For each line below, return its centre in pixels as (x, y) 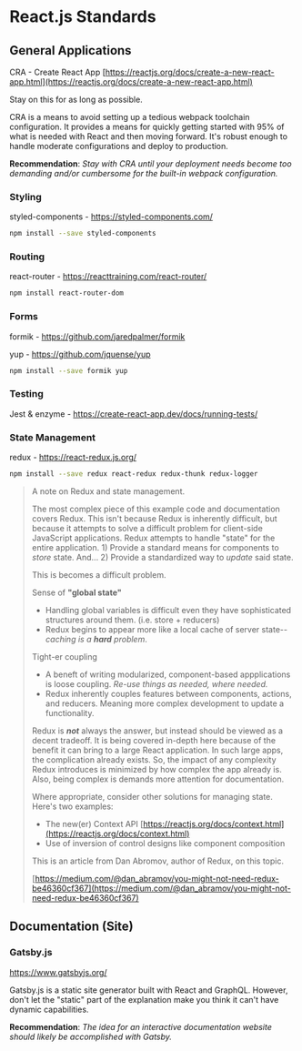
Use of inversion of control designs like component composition (165, 843)
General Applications (70, 51)
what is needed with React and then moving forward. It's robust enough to (149, 136)
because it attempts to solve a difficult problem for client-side (147, 528)
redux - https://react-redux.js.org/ (73, 458)
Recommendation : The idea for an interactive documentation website (141, 1026)
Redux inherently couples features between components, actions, (169, 693)
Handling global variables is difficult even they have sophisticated (168, 610)
